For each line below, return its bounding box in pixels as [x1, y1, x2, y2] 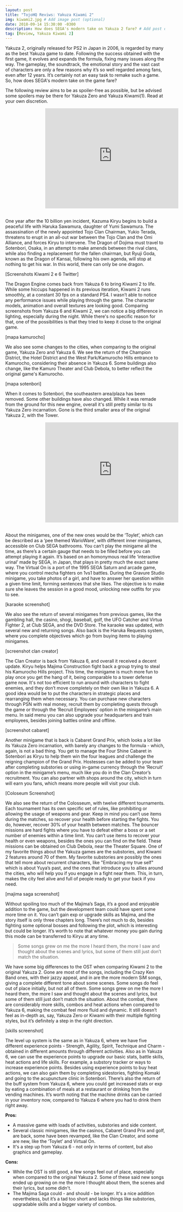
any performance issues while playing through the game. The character [5, 297, 155, 303]
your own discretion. [5, 98, 48, 104]
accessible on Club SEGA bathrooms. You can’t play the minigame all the [5, 543, 157, 549]
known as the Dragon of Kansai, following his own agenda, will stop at [5, 256, 152, 262]
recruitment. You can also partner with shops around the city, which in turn [5, 775, 162, 781]
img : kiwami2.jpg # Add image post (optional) [5, 17, 105, 22]
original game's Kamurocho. [5, 371, 64, 377]
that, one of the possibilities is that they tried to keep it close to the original [5, 319, 161, 324]
